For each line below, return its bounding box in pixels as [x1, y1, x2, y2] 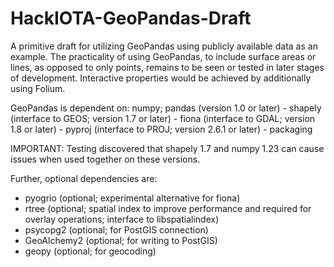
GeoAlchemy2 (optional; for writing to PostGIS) [24, 234, 218, 246]
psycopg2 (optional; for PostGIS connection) [24, 223, 209, 236]
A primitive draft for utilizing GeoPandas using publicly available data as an [10, 40, 318, 52]
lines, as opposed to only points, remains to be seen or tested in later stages [10, 61, 325, 73]
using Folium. [10, 82, 66, 94]
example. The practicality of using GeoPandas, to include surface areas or [10, 50, 317, 62]
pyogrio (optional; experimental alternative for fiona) [24, 192, 241, 204]
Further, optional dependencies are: [10, 172, 158, 184]
